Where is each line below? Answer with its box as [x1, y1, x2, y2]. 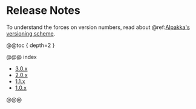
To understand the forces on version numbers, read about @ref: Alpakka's [6, 23, 191, 31]
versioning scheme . [6, 30, 56, 37]
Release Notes [6, 4, 80, 17]
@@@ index [6, 53, 38, 60]
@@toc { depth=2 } [6, 42, 55, 49]
